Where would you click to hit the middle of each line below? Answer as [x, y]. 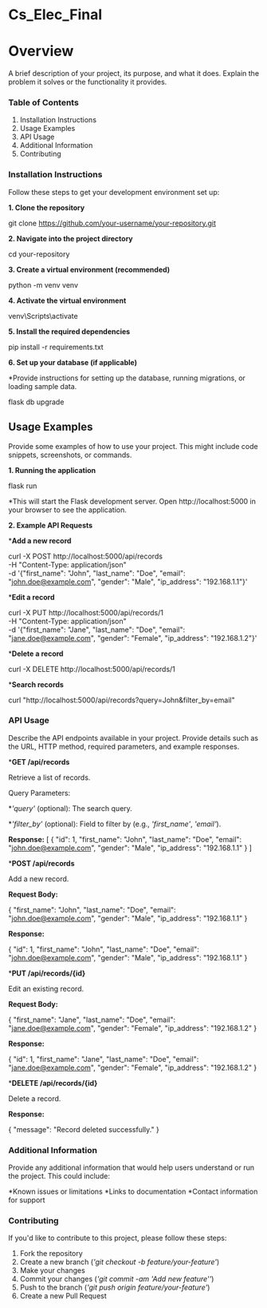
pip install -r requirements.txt [56, 347]
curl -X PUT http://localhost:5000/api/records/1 [86, 612]
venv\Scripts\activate [43, 316]
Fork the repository [51, 1254]
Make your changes [52, 1270]
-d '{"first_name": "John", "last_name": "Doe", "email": [97, 573]
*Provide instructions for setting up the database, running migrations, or [127, 378]
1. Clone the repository [47, 207]
